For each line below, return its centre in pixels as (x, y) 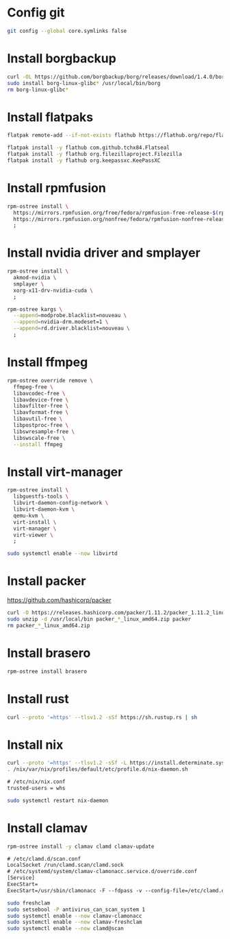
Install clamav (47, 828)
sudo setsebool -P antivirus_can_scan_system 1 (76, 909)
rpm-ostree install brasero (47, 671)
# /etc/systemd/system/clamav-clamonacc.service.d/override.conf (102, 872)
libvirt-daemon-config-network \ (61, 503)
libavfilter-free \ (41, 406)
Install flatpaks (50, 117)
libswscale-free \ (40, 438)
